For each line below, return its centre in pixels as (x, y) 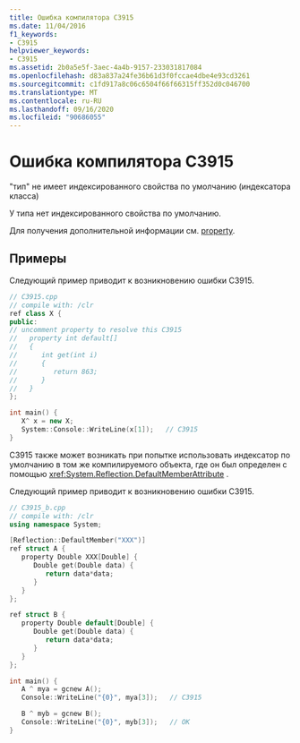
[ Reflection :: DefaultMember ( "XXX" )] (77, 541)
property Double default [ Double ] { (87, 623)
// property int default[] (64, 338)
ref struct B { (38, 615)
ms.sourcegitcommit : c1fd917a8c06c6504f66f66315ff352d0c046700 (130, 84)
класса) (24, 196)
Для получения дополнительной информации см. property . (122, 231)
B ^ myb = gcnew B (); (61, 714)
